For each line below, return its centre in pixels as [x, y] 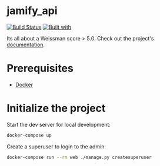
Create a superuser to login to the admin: [56, 146]
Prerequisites [40, 68]
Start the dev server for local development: [59, 124]
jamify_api [32, 11]
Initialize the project [56, 108]
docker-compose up [29, 135]
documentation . [26, 45]
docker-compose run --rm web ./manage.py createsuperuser [79, 157]
